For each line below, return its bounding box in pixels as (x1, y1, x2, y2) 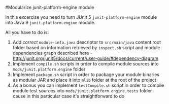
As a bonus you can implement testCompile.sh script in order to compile (12, 82, 164, 88)
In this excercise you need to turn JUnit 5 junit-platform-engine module (5, 14, 157, 20)
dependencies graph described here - (12, 50, 93, 56)
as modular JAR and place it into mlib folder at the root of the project (12, 77, 156, 83)
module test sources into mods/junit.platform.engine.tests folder (12, 88, 152, 93)
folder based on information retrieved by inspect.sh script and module (12, 45, 160, 50)
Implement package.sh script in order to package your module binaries (12, 72, 160, 78)
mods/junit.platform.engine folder (12, 66, 86, 72)
